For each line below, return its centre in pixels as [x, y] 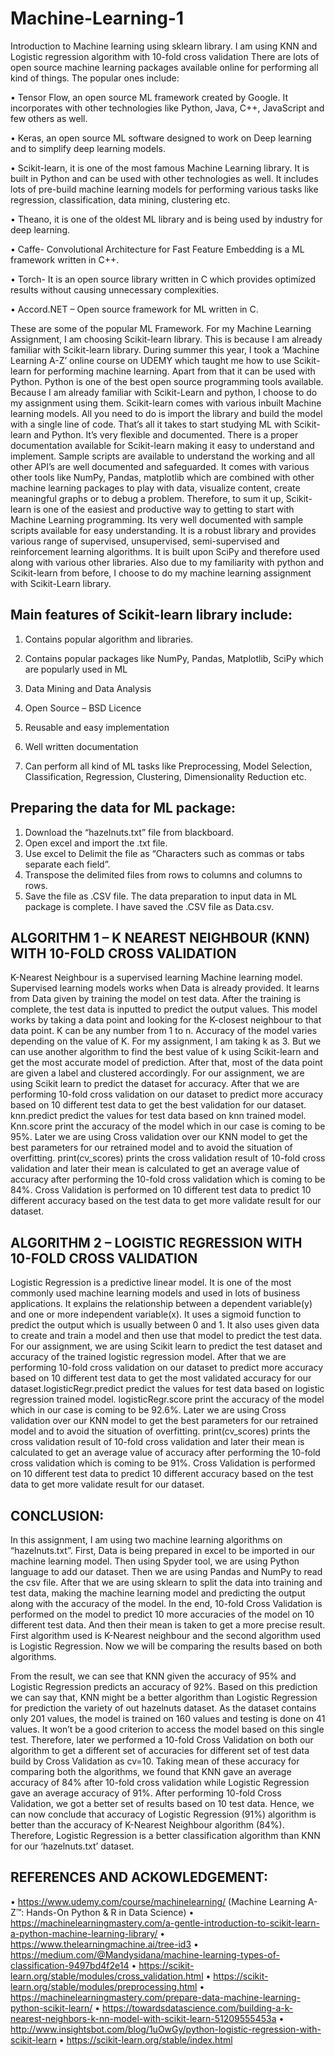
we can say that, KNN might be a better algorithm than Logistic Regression [164, 1697]
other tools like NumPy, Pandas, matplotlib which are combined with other [162, 477]
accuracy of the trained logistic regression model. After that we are [148, 1357]
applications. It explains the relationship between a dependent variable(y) [161, 1304]
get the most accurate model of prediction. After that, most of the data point [166, 1063]
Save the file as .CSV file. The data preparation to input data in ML [160, 896]
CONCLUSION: [57, 1515]
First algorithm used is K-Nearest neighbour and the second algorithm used [166, 1635]
